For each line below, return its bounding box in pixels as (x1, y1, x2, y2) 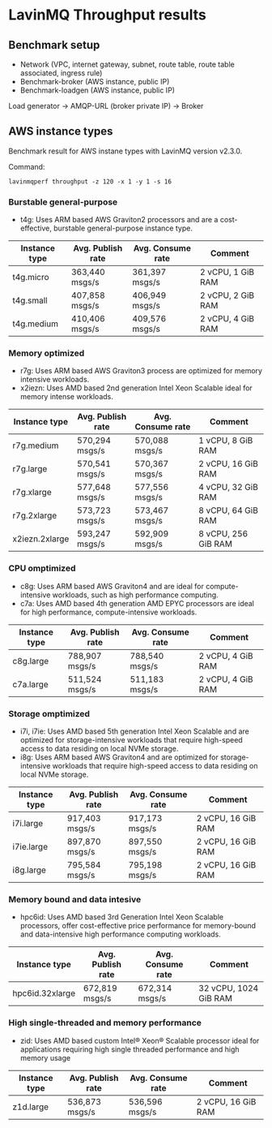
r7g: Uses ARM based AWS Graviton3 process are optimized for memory (19, 366, 263, 376)
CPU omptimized (8, 562, 76, 574)
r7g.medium (12, 440, 59, 451)
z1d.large (12, 1101, 49, 1113)
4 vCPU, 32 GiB (198, 481, 259, 493)
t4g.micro (12, 272, 50, 283)
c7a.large (12, 678, 49, 690)
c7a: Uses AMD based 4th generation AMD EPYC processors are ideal (19, 598, 255, 608)
